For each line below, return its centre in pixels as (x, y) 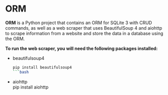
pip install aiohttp (31, 87)
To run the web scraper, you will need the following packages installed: (81, 48)
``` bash (20, 72)
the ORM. (15, 39)
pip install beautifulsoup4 (42, 67)
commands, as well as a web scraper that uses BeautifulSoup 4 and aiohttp (84, 28)
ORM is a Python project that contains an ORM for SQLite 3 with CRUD (79, 23)
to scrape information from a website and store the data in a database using (84, 33)
